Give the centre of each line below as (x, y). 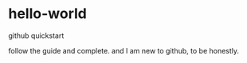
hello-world (48, 14)
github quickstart (36, 35)
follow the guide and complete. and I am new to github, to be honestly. (124, 50)
